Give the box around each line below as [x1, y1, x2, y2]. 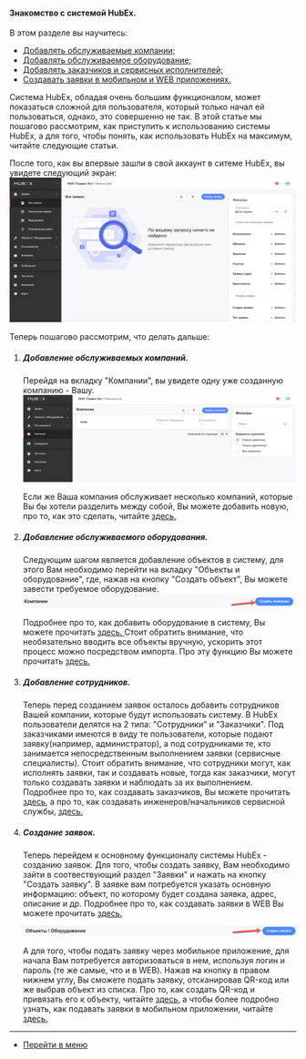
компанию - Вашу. [22, 385, 95, 396]
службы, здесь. [22, 806, 84, 817]
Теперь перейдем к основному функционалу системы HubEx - [22, 850, 268, 860]
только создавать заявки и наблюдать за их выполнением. [22, 777, 253, 788]
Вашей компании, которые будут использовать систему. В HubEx [22, 709, 279, 720]
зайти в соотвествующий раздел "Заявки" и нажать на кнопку [22, 870, 267, 881]
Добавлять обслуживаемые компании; [22, 46, 176, 56]
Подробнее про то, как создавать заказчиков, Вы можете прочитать [22, 787, 291, 798]
